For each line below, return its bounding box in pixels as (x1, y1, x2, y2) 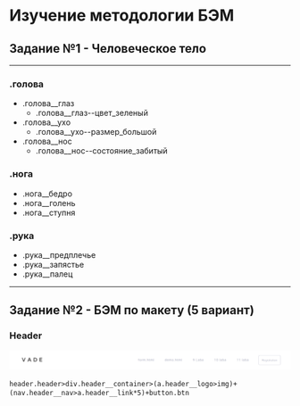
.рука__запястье (21, 259, 85, 269)
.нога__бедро (21, 188, 73, 199)
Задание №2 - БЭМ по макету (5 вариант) (9, 302, 254, 318)
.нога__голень (21, 197, 76, 208)
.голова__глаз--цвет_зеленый (35, 108, 149, 119)
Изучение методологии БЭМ (9, 5, 235, 26)
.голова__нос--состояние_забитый (35, 145, 168, 156)
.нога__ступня (21, 207, 76, 218)
